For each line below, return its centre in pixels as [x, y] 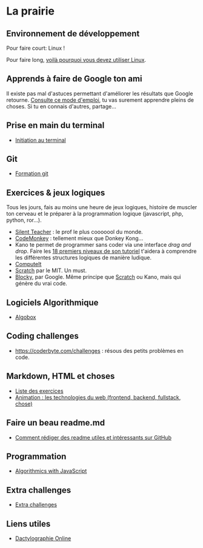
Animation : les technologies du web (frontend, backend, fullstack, [98, 397]
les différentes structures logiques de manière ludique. [83, 258]
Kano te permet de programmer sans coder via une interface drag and [103, 245]
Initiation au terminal [40, 140]
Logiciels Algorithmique [52, 302]
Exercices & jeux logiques [56, 192]
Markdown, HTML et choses [61, 376]
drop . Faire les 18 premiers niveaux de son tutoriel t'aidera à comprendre [106, 251]
